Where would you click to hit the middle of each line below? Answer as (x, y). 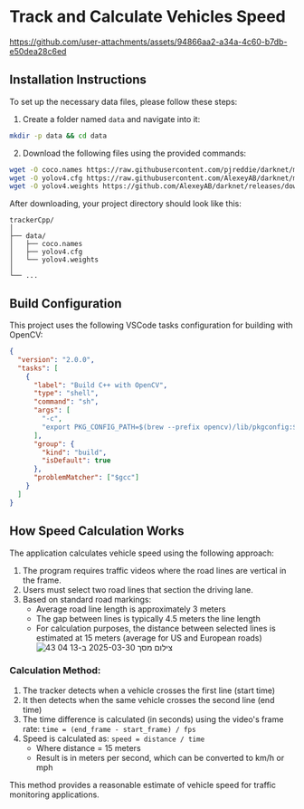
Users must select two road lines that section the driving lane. (138, 589)
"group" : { (54, 444)
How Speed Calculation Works (97, 531)
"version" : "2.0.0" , (56, 359)
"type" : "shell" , (66, 394)
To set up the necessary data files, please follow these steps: (123, 101)
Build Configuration (66, 304)
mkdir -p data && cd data (58, 136)
